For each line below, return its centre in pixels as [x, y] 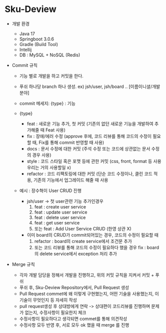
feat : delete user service [60, 217]
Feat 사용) [55, 130]
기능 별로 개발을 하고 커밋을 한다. [51, 75]
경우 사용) [42, 155]
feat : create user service [60, 206]
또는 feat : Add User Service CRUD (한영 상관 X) [83, 228]
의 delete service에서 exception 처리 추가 [75, 253]
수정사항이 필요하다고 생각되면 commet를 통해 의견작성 [73, 318]
